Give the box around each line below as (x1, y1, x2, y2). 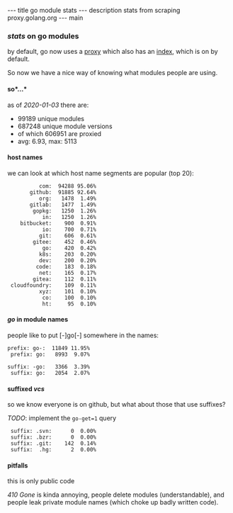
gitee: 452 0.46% (33, 238, 97, 245)
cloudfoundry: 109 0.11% (10, 281, 97, 289)
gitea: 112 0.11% (33, 276, 97, 283)
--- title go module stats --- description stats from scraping (7, 6, 181, 14)
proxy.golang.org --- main (7, 13, 84, 22)
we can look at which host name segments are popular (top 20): (7, 169, 194, 177)
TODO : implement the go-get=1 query (7, 414, 117, 422)
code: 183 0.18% (35, 263, 97, 270)
